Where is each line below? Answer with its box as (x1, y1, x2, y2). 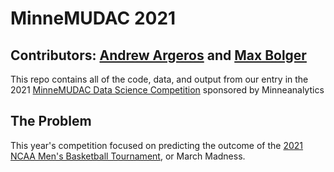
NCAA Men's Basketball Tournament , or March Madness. (10, 150, 246, 162)
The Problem (10, 113, 92, 130)
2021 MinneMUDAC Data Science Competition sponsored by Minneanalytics (10, 84, 325, 96)
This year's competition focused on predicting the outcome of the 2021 (10, 139, 304, 151)
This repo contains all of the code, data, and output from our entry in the (10, 73, 309, 85)
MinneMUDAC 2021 (10, 7, 177, 30)
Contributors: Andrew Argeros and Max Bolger (10, 47, 307, 64)
